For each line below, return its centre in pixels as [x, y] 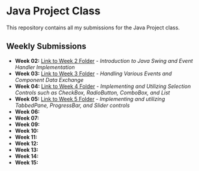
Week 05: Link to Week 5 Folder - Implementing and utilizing [90, 99]
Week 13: [27, 149]
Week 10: [27, 130]
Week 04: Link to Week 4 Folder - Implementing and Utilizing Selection [103, 86]
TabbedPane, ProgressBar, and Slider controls [72, 105]
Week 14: [27, 156]
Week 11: [26, 137]
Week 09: [27, 124]
